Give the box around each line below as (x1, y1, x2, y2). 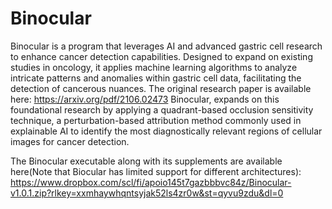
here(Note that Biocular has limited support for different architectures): (10, 165, 302, 177)
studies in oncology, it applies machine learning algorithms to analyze (10, 61, 298, 73)
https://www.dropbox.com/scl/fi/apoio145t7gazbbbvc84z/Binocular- (10, 176, 292, 188)
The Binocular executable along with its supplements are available (10, 155, 283, 167)
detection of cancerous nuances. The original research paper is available (10, 82, 312, 94)
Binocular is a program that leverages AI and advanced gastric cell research (10, 40, 323, 52)
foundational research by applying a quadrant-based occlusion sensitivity (10, 103, 314, 116)
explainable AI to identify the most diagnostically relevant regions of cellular (10, 125, 323, 137)
